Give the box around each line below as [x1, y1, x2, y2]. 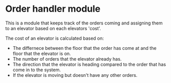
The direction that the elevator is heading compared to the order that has [12, 61, 166, 67]
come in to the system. [12, 67, 61, 73]
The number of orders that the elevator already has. [12, 56, 122, 62]
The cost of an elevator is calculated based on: [5, 35, 104, 41]
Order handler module [5, 3, 101, 15]
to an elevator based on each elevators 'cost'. [5, 25, 101, 31]
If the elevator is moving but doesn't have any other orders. [12, 72, 138, 78]
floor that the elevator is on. [12, 50, 71, 57]
